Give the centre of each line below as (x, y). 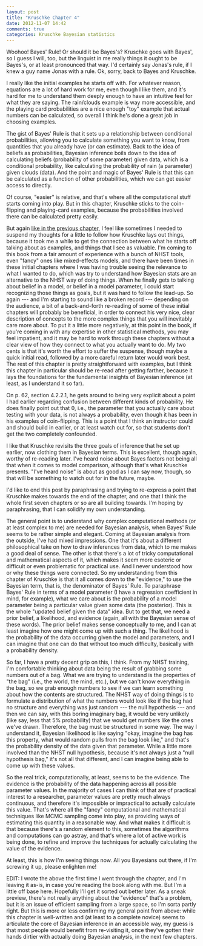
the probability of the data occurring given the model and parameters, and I (101, 638)
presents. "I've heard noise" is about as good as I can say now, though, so (99, 471)
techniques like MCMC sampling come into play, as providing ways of (93, 816)
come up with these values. (41, 766)
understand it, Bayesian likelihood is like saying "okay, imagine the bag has (100, 733)
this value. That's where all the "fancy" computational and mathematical (96, 810)
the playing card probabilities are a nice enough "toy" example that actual (98, 109)
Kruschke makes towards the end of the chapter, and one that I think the (96, 496)
